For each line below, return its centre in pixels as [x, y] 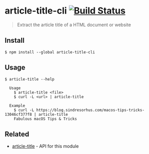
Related [17, 134]
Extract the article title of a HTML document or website [74, 25]
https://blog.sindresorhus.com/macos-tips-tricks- [90, 110]
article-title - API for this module [45, 146]
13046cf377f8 [18, 114]
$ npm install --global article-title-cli [50, 52]
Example [17, 106]
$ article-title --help [30, 79]
